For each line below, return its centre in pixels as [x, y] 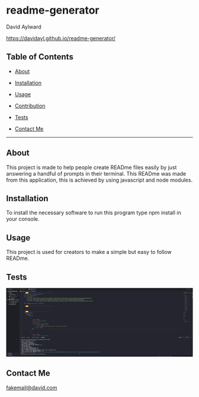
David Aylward [24, 27]
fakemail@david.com [32, 388]
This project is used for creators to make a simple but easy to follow [89, 252]
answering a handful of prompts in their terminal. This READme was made [96, 173]
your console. [23, 219]
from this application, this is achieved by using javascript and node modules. [99, 180]
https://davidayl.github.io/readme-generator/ [61, 38]
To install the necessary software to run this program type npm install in [94, 213]
